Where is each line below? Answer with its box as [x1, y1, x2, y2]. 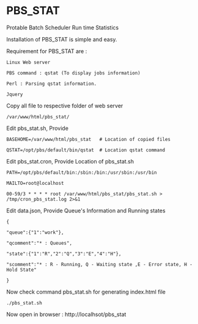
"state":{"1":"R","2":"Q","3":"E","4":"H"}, [6, 251, 122, 257]
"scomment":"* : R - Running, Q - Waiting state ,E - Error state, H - [6, 261, 193, 267]
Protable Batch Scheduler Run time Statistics [6, 24, 119, 31]
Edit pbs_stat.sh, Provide [6, 124, 69, 132]
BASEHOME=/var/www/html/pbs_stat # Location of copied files [6, 136, 171, 142]
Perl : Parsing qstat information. [6, 81, 97, 87]
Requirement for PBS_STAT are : [6, 47, 87, 55]
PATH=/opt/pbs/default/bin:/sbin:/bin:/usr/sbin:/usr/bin [6, 169, 157, 176]
